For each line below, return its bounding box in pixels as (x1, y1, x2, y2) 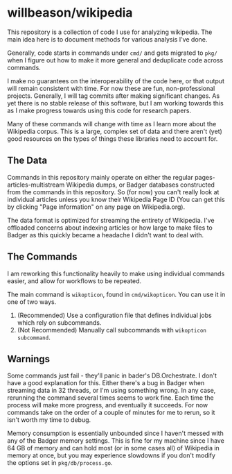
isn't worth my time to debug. (7, 416, 91, 424)
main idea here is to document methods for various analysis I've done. (7, 35, 208, 43)
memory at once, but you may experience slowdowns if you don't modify (7, 451, 216, 459)
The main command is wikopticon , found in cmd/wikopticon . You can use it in (7, 290, 226, 298)
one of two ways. (7, 297, 57, 306)
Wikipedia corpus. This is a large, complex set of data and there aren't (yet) (7, 127, 223, 135)
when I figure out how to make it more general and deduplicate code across (7, 56, 224, 64)
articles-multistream (7, 180, 65, 189)
